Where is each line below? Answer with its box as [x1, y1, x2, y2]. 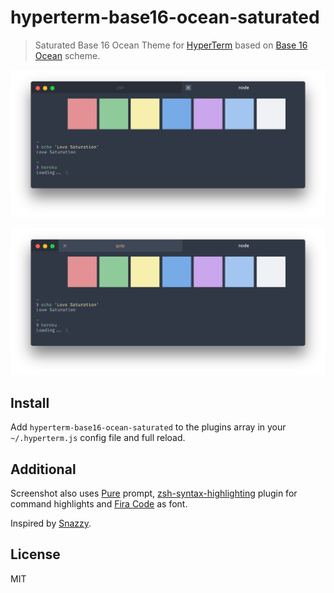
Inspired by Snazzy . [10, 517, 92, 530]
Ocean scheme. [34, 49, 101, 61]
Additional [10, 461, 77, 478]
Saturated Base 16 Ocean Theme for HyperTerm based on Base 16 [34, 39, 308, 51]
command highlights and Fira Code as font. [10, 498, 188, 510]
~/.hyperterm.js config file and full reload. [10, 432, 186, 444]
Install [10, 394, 50, 411]
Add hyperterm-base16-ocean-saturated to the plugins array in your [10, 421, 287, 433]
